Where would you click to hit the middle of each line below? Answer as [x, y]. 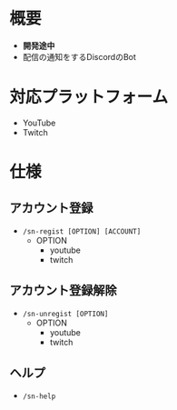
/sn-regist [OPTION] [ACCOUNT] [82, 231]
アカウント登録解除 [63, 290]
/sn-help [39, 396]
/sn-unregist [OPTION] [65, 314]
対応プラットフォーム [89, 97]
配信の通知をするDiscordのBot [79, 56]
